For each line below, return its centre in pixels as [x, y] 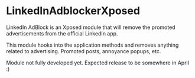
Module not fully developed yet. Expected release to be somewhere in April [97, 63]
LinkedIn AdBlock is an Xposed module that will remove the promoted [91, 27]
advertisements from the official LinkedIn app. [62, 33]
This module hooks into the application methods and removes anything [92, 45]
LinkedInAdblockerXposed [73, 11]
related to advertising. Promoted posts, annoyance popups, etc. [84, 51]
